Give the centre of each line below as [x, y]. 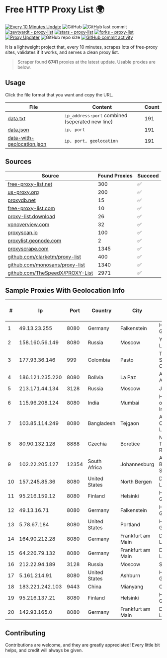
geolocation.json [27, 144]
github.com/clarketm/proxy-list [44, 256]
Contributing [25, 633]
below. [24, 67]
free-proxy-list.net [30, 184]
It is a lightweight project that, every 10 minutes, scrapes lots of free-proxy [82, 47]
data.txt [17, 118]
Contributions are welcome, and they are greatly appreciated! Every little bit [83, 645]
